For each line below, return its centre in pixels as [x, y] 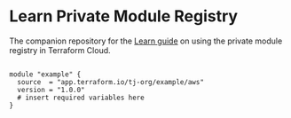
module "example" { [45, 74]
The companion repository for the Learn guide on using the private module [146, 41]
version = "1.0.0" [51, 90]
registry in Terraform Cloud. [60, 50]
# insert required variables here [81, 98]
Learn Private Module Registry [123, 16]
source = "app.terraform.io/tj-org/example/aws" [110, 82]
